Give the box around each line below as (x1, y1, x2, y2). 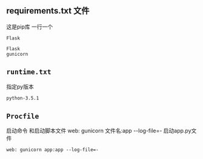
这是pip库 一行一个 (6, 23, 53, 30)
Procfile (6, 112, 39, 120)
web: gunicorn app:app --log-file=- (6, 147, 99, 153)
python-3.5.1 (6, 95, 39, 101)
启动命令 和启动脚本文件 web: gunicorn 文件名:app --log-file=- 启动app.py (6, 127, 192, 135)
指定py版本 (6, 83, 35, 90)
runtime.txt (6, 67, 52, 76)
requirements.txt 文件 (6, 5, 90, 16)
